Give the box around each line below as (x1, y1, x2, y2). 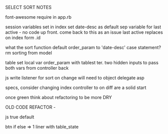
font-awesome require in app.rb (5, 14, 72, 20)
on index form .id (5, 35, 41, 40)
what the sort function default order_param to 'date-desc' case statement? (5, 44, 161, 50)
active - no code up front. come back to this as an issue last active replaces (5, 29, 163, 35)
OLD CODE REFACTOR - (5, 104, 56, 110)
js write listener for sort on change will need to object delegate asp (5, 75, 145, 80)
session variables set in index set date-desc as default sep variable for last (5, 24, 161, 30)
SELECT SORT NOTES (5, 5, 52, 10)
